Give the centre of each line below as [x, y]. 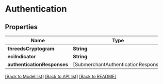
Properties [21, 27]
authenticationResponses [38, 64]
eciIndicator [22, 57]
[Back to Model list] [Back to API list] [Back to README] [61, 76]
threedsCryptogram [31, 49]
